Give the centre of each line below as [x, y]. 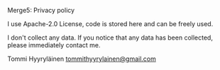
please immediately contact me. [54, 45]
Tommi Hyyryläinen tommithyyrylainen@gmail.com [82, 59]
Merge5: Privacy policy [41, 10]
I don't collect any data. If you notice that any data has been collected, [110, 37]
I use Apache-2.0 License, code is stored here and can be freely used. [110, 24]
